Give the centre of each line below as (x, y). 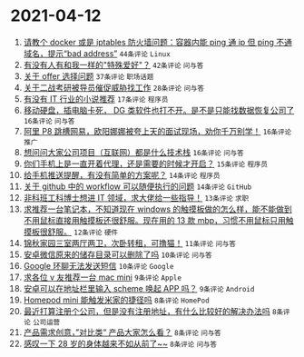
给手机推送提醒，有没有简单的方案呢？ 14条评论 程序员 (122, 174)
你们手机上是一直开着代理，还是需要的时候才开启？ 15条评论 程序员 (146, 164)
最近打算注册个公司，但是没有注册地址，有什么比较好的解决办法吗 (147, 311)
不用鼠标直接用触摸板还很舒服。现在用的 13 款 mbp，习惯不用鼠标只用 (155, 220)
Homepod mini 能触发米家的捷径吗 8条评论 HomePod (116, 300)
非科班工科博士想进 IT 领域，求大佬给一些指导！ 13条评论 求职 (136, 197)
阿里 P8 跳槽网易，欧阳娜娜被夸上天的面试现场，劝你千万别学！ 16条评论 (157, 131)
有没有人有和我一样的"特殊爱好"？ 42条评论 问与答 (113, 64)
